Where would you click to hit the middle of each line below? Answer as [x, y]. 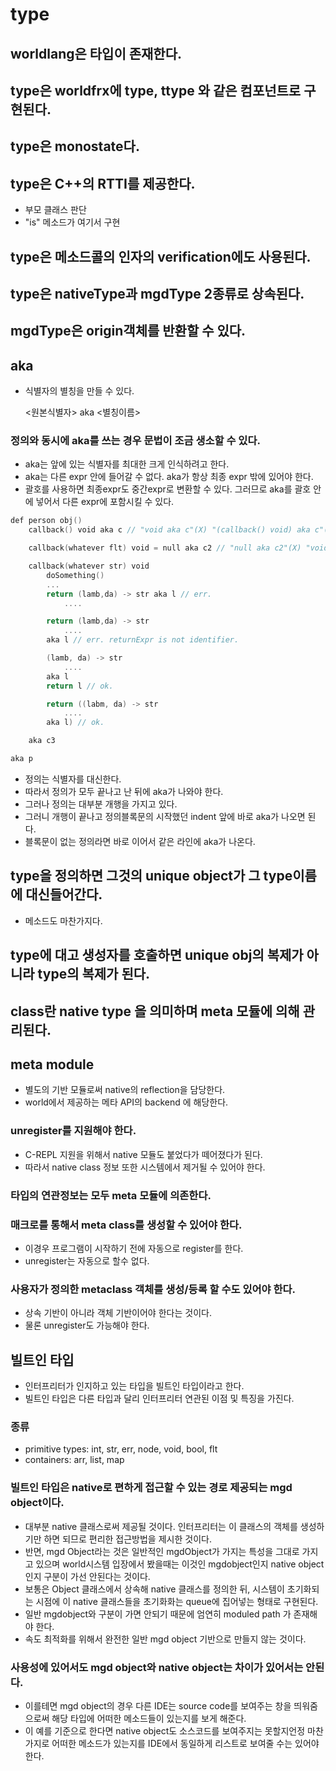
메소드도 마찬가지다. [63, 920]
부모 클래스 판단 [55, 210]
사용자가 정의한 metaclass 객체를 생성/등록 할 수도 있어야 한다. [153, 1289]
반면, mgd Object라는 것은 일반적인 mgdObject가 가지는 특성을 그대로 [162, 1551]
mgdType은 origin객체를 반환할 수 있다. [128, 331]
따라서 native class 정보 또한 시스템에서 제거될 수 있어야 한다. [145, 1167]
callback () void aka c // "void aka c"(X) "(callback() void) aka [169, 530]
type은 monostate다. [75, 146]
